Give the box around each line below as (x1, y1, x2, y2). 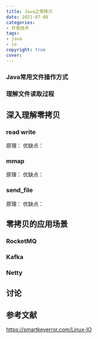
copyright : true (6, 47, 46, 53)
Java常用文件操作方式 (6, 73, 69, 81)
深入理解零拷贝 (6, 110, 60, 120)
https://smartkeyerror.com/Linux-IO (6, 326, 92, 333)
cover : (6, 52, 22, 58)
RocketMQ (6, 237, 37, 246)
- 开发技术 (6, 25, 29, 31)
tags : (6, 31, 19, 36)
